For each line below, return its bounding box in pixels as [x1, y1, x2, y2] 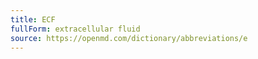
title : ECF [10, 14, 56, 25]
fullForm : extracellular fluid [10, 24, 141, 34]
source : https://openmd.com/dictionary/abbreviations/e [10, 33, 248, 43]
